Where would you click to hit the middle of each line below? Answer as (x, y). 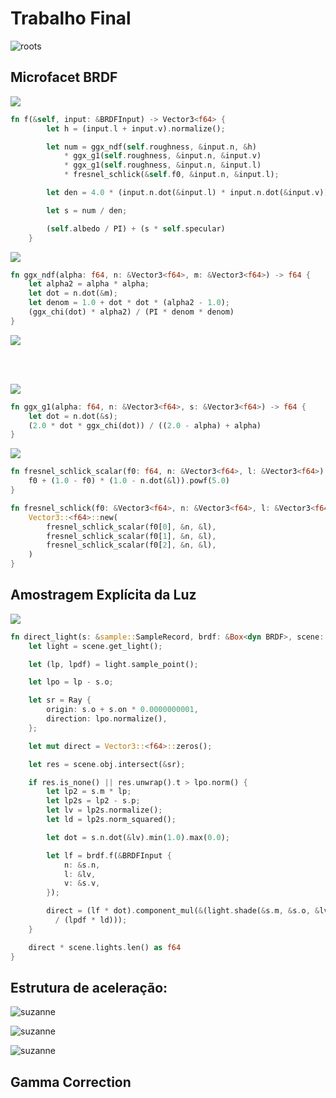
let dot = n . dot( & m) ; (73, 293)
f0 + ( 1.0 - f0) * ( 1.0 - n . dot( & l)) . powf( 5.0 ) (129, 481)
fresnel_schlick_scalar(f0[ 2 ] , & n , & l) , (131, 545)
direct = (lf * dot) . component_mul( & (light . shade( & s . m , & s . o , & (183, 911)
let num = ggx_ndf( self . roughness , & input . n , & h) (151, 147)
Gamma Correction (71, 1082)
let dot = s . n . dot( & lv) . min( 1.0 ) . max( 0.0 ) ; (138, 837)
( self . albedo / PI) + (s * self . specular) (136, 228)
